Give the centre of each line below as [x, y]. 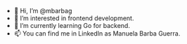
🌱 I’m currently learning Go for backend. [72, 25]
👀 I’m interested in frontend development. [74, 18]
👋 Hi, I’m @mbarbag [43, 11]
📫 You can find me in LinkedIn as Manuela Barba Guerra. [97, 34]
